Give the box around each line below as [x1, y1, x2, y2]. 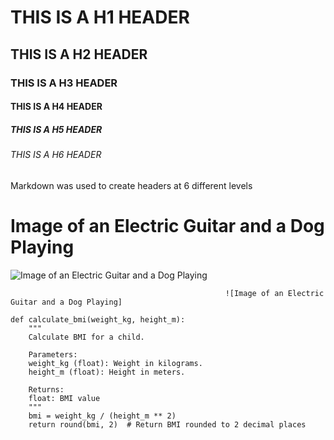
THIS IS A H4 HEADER [10, 101, 103, 113]
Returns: [28, 384, 65, 395]
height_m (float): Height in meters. [28, 367, 186, 377]
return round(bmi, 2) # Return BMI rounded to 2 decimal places [28, 419, 307, 430]
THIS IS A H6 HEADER [10, 149, 102, 161]
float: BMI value [28, 393, 101, 403]
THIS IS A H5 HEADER [10, 123, 103, 135]
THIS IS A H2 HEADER [10, 46, 148, 63]
